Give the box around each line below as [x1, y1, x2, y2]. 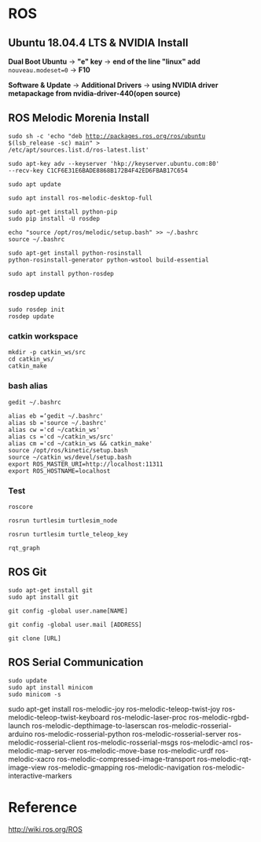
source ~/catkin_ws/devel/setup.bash [8, 453, 132, 461]
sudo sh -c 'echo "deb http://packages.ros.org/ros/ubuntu [8, 132, 206, 140]
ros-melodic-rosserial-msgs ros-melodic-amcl [87, 738, 238, 747]
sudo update [8, 676, 47, 684]
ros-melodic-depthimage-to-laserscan [31, 720, 157, 730]
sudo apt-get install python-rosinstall [8, 249, 143, 257]
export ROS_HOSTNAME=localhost [8, 467, 111, 475]
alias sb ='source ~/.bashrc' [8, 419, 108, 426]
